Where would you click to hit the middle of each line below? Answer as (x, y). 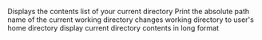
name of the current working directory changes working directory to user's (131, 20)
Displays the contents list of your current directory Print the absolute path (129, 11)
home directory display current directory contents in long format (113, 28)
